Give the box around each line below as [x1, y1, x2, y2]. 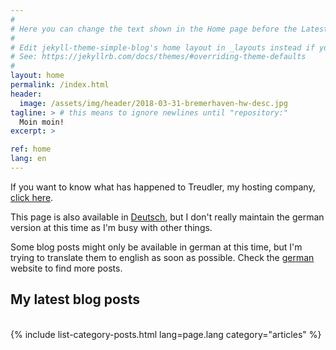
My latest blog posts [10, 291, 140, 308]
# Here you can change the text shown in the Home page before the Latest [10, 24, 329, 34]
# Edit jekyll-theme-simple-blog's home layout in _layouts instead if [10, 42, 315, 53]
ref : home [10, 144, 52, 155]
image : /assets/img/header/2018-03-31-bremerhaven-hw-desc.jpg [19, 98, 288, 108]
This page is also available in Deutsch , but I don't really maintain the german [10, 211, 325, 223]
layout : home [10, 71, 65, 81]
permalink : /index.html [10, 80, 110, 90]
